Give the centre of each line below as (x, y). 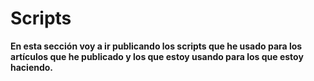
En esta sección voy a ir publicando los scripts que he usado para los (156, 46)
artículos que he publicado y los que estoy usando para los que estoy (157, 56)
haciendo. (32, 67)
